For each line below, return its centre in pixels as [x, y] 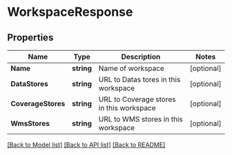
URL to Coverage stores [137, 99]
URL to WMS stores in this [141, 119]
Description [141, 57]
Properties [30, 38]
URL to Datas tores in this [139, 80]
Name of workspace [131, 68]
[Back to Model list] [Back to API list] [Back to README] [86, 145]
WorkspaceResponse [70, 12]
